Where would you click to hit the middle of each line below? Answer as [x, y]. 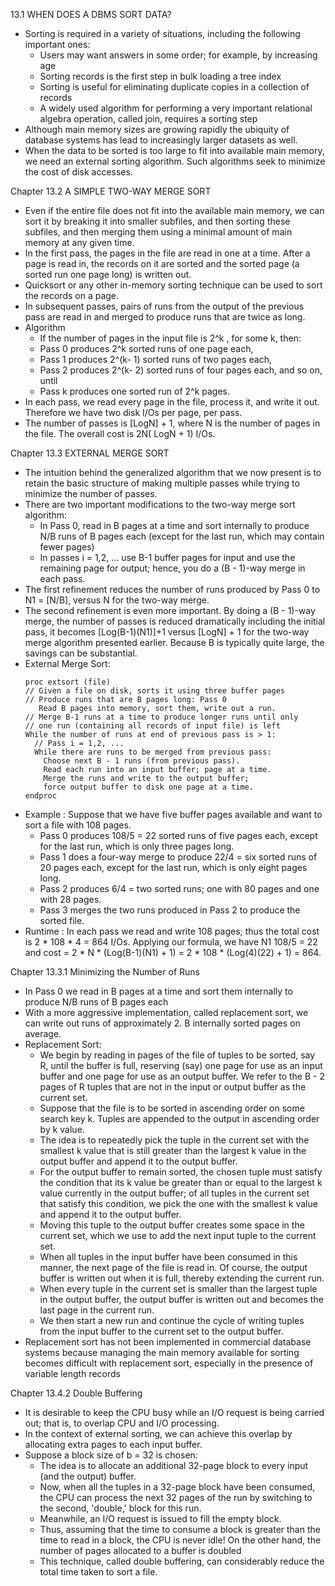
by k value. [62, 1129]
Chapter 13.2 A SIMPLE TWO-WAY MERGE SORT [111, 191]
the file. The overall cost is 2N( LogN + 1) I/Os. [120, 433]
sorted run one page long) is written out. [108, 274]
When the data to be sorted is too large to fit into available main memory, [174, 150]
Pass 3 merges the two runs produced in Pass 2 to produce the [170, 910]
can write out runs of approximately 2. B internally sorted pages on [162, 1023]
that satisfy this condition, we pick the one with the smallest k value [178, 1203]
